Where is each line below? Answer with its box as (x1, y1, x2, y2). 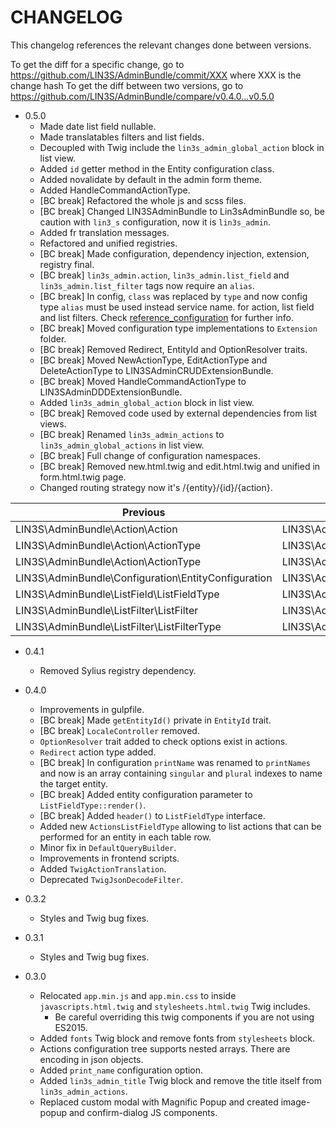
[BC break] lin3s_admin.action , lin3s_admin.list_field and (39, 269, 290, 281)
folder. (39, 332, 67, 345)
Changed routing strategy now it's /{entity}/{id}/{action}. (39, 481, 273, 493)
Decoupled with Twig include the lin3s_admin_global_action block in (39, 141, 325, 153)
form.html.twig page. (39, 471, 127, 483)
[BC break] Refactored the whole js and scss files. (39, 194, 247, 206)
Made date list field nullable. (39, 120, 157, 132)
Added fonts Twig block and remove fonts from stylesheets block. (39, 1032, 316, 1044)
